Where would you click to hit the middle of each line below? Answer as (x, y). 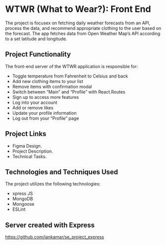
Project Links (26, 134)
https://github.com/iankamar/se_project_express (55, 237)
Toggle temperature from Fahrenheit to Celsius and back (70, 76)
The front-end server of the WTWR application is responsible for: (72, 66)
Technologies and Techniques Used (62, 172)
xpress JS (23, 194)
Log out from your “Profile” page (46, 118)
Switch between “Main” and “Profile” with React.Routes (69, 92)
